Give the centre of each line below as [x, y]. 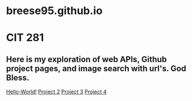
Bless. [18, 78]
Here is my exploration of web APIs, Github [87, 59]
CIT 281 [25, 38]
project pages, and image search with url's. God [96, 68]
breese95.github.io [54, 11]
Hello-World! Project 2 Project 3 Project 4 [56, 92]
